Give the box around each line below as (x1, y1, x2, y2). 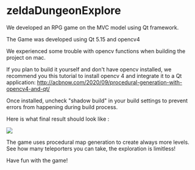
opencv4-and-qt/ (6, 85, 50, 92)
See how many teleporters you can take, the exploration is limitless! (6, 144, 175, 152)
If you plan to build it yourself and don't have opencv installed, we (6, 65, 172, 73)
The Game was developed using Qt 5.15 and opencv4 (6, 35, 140, 43)
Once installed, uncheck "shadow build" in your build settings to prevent (6, 97, 188, 104)
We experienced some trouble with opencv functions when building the (6, 47, 186, 55)
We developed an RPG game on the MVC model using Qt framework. (6, 24, 179, 31)
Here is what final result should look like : (6, 115, 110, 122)
